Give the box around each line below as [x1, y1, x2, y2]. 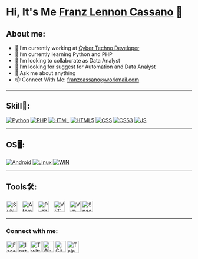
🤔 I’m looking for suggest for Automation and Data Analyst [14, 63, 156, 70]
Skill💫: [6, 101, 30, 111]
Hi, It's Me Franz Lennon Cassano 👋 [6, 5, 183, 19]
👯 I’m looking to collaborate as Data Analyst [14, 57, 121, 64]
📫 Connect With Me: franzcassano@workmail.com [14, 76, 140, 83]
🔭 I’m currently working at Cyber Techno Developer [14, 44, 140, 51]
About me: [6, 29, 46, 39]
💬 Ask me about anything [14, 70, 76, 76]
